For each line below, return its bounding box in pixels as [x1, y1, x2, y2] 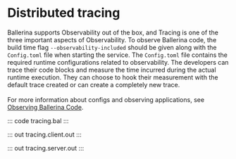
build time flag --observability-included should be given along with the [7, 43, 217, 51]
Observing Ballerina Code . [7, 103, 84, 111]
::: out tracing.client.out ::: [7, 130, 82, 139]
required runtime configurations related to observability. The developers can [7, 58, 229, 66]
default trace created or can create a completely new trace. [7, 80, 180, 89]
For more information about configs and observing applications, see [7, 95, 205, 103]
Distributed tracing [7, 5, 120, 21]
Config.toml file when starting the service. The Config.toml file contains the [7, 51, 228, 59]
